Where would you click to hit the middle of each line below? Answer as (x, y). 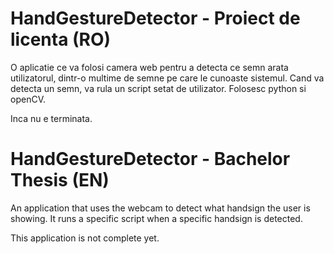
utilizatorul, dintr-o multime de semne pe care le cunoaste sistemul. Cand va (167, 78)
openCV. (28, 99)
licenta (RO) (61, 39)
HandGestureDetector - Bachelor (150, 159)
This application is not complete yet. (85, 238)
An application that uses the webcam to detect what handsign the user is (160, 208)
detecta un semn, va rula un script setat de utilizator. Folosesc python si (158, 88)
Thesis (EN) (60, 180)
